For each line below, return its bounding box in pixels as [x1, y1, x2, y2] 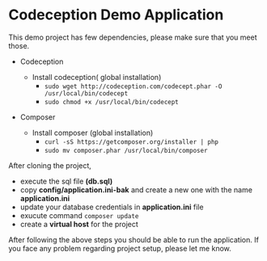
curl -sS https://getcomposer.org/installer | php [44, 137, 219, 146]
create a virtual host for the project [19, 219, 139, 229]
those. [8, 40, 30, 50]
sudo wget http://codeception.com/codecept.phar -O [44, 82, 222, 91]
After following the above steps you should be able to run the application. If [8, 234, 259, 244]
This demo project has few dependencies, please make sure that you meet [8, 32, 257, 42]
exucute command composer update [19, 210, 139, 220]
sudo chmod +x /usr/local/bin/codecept [44, 98, 180, 106]
